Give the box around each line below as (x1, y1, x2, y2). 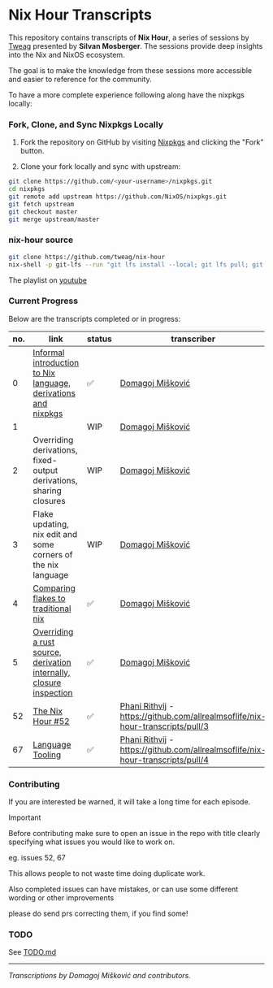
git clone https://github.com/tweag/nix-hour (8, 253, 165, 261)
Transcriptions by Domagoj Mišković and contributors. (8, 971, 191, 981)
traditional (32, 603, 71, 614)
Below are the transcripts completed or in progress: (8, 314, 181, 323)
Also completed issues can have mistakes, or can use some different (8, 884, 239, 895)
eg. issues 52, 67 (8, 853, 67, 863)
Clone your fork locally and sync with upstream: (19, 162, 181, 171)
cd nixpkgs (8, 185, 45, 193)
